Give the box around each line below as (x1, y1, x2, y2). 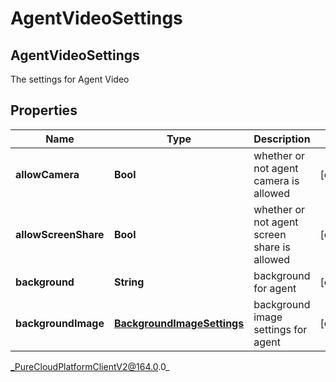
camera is (253, 173, 300, 187)
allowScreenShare (15, 227, 105, 241)
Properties (10, 102, 78, 119)
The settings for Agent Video (10, 73, 130, 85)
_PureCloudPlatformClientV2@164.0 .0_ (10, 360, 170, 372)
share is (253, 240, 291, 254)
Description (253, 132, 311, 146)
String (113, 275, 145, 289)
